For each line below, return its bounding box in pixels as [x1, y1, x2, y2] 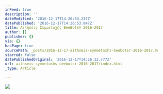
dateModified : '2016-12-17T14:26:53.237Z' [5, 16, 92, 21]
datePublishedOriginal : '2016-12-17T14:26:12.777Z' [5, 57, 112, 62]
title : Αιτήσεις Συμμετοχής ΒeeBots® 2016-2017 [5, 25, 103, 30]
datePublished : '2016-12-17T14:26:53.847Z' [5, 20, 95, 26]
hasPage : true [5, 43, 34, 48]
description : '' [5, 12, 38, 17]
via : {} [5, 39, 21, 44]
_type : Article [5, 66, 36, 71]
